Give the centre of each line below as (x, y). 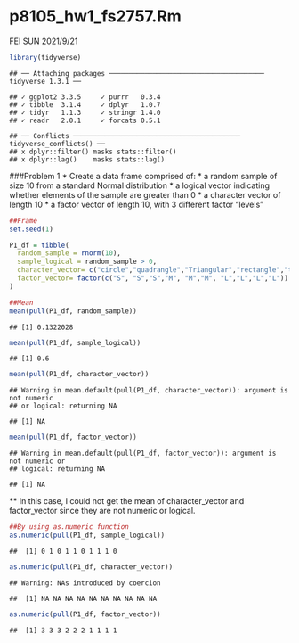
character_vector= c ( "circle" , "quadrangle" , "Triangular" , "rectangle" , (151, 270)
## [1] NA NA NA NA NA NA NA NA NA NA (83, 598)
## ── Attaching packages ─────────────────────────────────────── (137, 73)
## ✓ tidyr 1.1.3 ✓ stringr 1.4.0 (85, 112)
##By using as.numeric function (69, 527)
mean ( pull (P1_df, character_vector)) (79, 375)
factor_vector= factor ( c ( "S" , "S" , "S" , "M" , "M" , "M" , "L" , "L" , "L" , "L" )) (153, 278)
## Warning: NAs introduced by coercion (85, 583)
